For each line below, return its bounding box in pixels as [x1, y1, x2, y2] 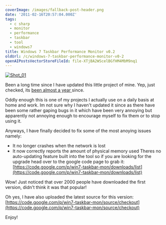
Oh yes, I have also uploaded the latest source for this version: [5, 194, 134, 200]
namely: [5, 133, 21, 139]
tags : [5, 16, 16, 21]
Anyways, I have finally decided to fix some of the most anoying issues [5, 128, 151, 134]
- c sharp [9, 21, 30, 26]
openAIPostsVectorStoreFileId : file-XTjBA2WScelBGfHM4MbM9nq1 [5, 58, 137, 63]
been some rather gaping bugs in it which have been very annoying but [5, 107, 152, 113]
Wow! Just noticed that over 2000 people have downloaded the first [5, 179, 146, 185]
